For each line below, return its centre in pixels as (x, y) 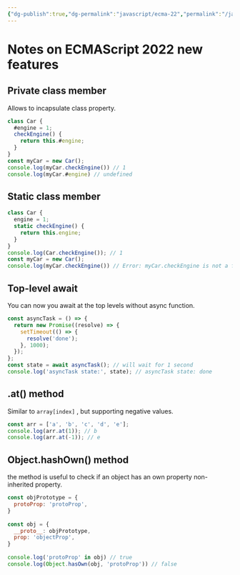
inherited (21, 485)
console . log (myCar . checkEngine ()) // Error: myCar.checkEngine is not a (118, 266)
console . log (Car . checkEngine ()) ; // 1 (65, 253)
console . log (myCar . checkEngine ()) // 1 (67, 167)
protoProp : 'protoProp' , (51, 504)
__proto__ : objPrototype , (52, 531)
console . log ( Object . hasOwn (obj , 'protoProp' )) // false (92, 564)
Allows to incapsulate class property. (62, 108)
